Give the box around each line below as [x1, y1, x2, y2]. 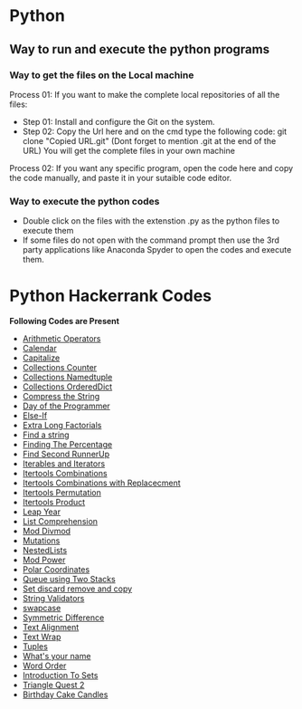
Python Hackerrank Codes [9, 286, 212, 306]
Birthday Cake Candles [22, 689, 109, 700]
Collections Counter [22, 362, 98, 373]
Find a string [22, 429, 70, 440]
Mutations [22, 535, 61, 546]
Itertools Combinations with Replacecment [22, 477, 181, 489]
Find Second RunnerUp [22, 449, 110, 460]
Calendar [22, 343, 57, 354]
